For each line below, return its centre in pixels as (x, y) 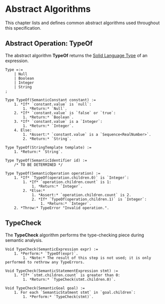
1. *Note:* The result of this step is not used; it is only (87, 258)
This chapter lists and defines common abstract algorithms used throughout (82, 23)
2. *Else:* (34, 190)
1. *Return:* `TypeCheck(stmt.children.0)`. (69, 279)
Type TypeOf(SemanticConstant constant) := (51, 100)
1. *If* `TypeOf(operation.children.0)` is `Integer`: (72, 178)
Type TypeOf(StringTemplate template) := (48, 147)
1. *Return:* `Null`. (45, 109)
